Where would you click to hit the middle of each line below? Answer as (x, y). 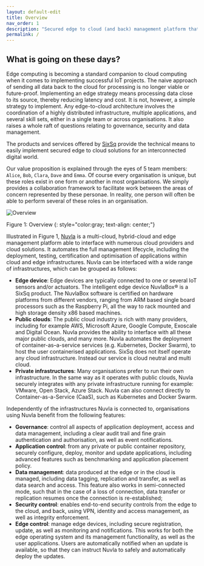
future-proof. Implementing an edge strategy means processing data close (100, 93)
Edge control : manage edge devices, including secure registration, (99, 523)
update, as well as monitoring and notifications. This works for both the (104, 530)
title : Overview (27, 18)
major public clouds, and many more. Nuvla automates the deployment (104, 338)
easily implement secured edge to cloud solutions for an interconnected (96, 150)
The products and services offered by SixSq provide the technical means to (101, 144)
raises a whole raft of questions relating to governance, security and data (98, 125)
